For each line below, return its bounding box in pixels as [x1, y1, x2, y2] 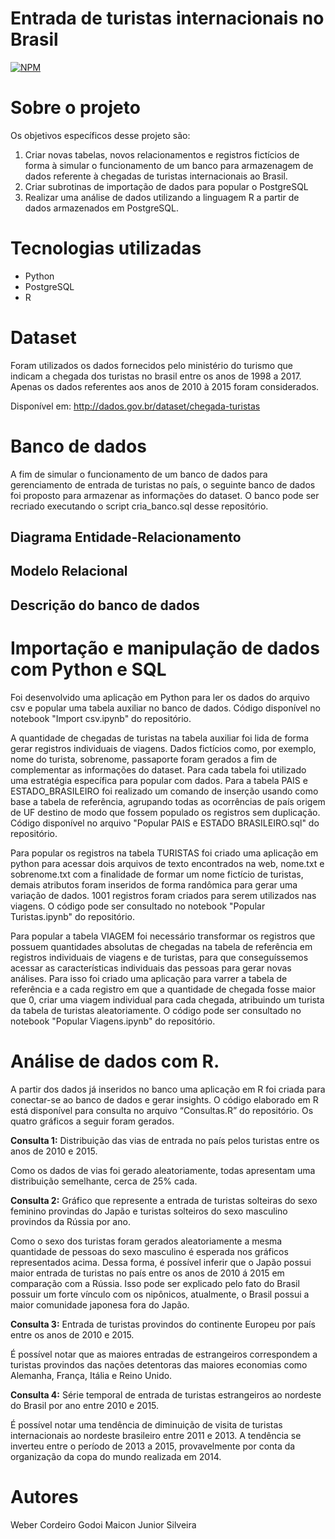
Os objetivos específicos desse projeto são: [10, 129, 191, 141]
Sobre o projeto [10, 97, 141, 119]
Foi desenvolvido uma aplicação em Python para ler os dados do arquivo [10, 691, 311, 703]
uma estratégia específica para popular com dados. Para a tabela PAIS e [10, 774, 308, 786]
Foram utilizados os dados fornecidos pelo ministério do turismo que [10, 359, 294, 371]
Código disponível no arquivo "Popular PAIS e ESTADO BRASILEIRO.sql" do [10, 817, 320, 829]
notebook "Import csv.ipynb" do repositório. [10, 712, 192, 724]
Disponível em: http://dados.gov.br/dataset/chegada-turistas [10, 400, 261, 412]
